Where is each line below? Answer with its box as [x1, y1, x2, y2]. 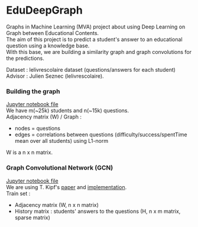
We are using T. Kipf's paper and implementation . [6, 183, 127, 190]
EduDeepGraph [6, 4, 83, 17]
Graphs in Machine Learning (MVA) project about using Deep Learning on [6, 23, 186, 30]
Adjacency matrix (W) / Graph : [6, 113, 82, 120]
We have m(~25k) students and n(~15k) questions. [6, 107, 129, 114]
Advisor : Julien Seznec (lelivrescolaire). [6, 72, 105, 79]
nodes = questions [14, 125, 61, 132]
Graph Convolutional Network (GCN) [6, 164, 113, 172]
